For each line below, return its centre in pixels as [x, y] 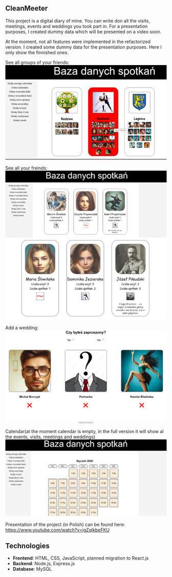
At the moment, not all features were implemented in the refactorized [78, 41]
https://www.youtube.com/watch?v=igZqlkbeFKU [58, 530]
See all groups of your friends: [37, 62]
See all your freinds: [26, 168]
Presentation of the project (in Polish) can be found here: [65, 524]
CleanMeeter [27, 8]
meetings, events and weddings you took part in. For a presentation [77, 26]
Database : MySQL [32, 569]
